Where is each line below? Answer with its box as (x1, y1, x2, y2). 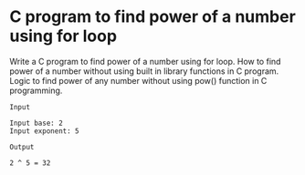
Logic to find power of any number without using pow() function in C (9, 75, 268, 86)
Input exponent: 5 (9, 126, 79, 136)
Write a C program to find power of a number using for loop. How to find (9, 56, 281, 67)
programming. (9, 85, 63, 96)
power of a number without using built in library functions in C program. (9, 66, 279, 77)
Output (9, 142, 35, 151)
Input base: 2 (9, 118, 64, 128)
